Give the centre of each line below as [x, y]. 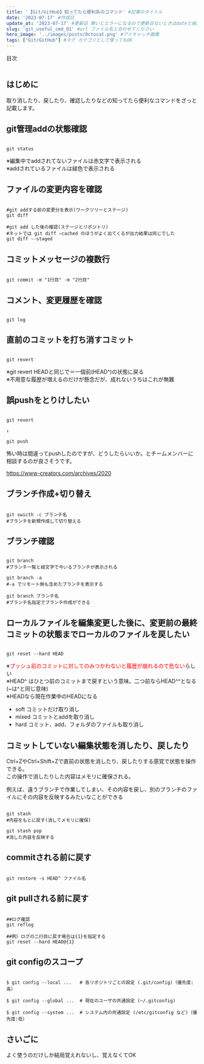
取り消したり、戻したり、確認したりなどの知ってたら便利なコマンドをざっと [102, 100]
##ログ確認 [18, 919]
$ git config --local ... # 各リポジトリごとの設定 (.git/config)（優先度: [100, 983]
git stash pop [24, 831]
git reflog [20, 925]
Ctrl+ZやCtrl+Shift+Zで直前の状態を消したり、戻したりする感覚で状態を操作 [101, 761]
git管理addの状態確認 [47, 129]
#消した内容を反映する [30, 837]
